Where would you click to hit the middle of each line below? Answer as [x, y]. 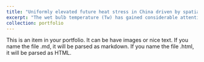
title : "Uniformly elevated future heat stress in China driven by [93, 12]
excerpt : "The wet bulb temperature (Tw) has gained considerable [92, 17]
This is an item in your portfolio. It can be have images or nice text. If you [97, 40]
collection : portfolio [35, 23]
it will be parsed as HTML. [39, 53]
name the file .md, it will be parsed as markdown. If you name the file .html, [100, 46]
